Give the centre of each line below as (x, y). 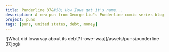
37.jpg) (13, 44)
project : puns (21, 19)
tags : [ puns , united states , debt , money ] (51, 24)
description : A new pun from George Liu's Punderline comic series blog (85, 15)
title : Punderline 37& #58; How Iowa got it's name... (64, 10)
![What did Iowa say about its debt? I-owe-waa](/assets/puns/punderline (82, 39)
